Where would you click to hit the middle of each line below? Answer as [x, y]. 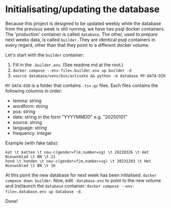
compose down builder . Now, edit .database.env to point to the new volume [83, 180]
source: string [27, 122]
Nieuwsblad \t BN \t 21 [31, 157]
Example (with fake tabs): [32, 143]
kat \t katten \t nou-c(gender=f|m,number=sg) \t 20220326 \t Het [77, 152]
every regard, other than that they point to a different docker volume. [77, 45]
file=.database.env [26, 192]
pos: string [24, 111]
